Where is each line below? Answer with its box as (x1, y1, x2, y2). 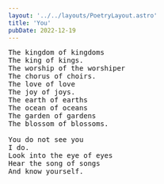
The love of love (8, 80, 75, 89)
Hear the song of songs (8, 159, 101, 168)
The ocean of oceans (8, 104, 89, 113)
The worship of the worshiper (8, 64, 126, 73)
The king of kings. (8, 56, 84, 65)
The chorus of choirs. (8, 72, 97, 81)
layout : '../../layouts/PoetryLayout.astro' (8, 11, 158, 20)
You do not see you (8, 136, 84, 144)
